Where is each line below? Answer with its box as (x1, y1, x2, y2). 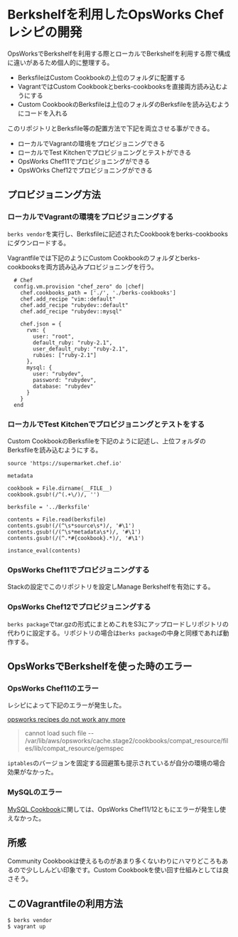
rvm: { (26, 326, 46, 333)
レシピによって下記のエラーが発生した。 (7, 701, 126, 710)
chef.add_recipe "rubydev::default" (20, 301, 129, 309)
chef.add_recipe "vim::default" (20, 295, 116, 303)
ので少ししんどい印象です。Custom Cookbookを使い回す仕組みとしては (13, 866, 223, 874)
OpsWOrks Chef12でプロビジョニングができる (17, 165, 153, 175)
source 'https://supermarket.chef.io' (7, 460, 122, 467)
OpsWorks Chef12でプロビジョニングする (7, 602, 151, 612)
